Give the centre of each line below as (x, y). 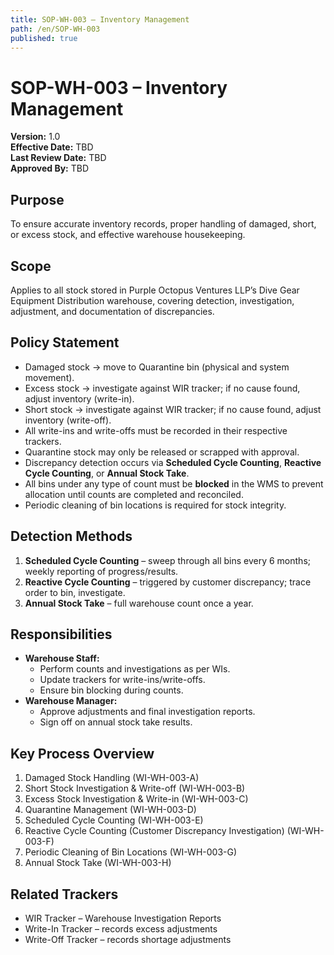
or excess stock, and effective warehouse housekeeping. (128, 235)
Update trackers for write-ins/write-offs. (122, 680)
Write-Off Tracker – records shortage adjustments (128, 939)
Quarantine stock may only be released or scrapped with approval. (162, 452)
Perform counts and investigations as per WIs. (135, 669)
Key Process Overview (82, 753)
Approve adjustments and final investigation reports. (147, 712)
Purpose (37, 199)
